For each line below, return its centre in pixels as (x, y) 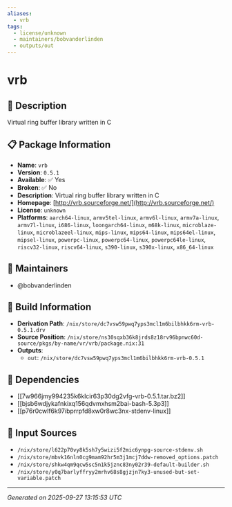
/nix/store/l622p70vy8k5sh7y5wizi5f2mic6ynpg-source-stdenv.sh (110, 450)
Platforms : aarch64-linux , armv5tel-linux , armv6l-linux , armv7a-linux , (118, 217)
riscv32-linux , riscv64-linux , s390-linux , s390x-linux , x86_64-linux (115, 247)
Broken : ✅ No (37, 187)
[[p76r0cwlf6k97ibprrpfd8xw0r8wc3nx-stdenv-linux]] (94, 411)
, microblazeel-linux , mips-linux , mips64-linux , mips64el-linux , (124, 232)
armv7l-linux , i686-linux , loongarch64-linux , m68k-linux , (99, 224)
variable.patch (39, 479)
